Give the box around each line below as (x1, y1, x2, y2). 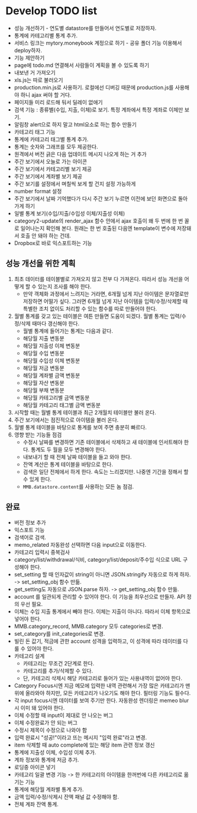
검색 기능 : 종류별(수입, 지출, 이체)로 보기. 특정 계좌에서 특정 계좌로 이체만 (14, 106, 183, 113)
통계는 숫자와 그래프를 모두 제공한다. (14, 143, 98, 150)
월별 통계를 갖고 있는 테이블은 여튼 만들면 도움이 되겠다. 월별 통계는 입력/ (14, 313, 182, 320)
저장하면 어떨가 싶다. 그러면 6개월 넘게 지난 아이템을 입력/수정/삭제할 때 (22, 298, 188, 305)
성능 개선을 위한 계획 (5, 259, 76, 269)
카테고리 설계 (14, 652, 45, 659)
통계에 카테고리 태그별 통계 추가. (14, 135, 89, 143)
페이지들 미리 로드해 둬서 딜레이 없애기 (14, 98, 103, 106)
